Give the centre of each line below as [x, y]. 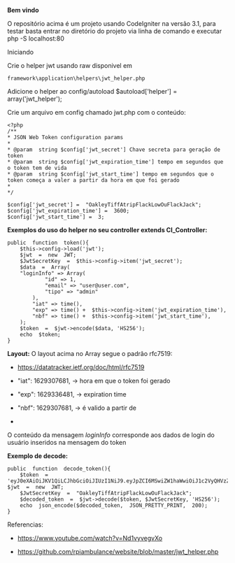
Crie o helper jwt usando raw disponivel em [70, 65]
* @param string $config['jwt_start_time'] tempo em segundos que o [111, 174]
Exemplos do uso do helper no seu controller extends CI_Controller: [107, 230]
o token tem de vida [37, 168]
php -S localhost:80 [36, 38]
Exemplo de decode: [38, 456]
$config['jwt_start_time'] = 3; [56, 217]
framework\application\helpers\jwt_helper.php [76, 78]
